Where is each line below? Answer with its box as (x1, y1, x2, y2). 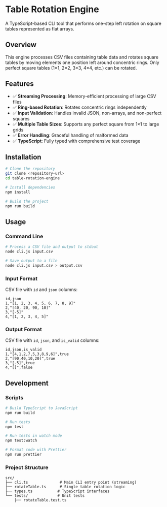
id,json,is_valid (5, 347, 42, 353)
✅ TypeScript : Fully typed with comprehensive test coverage (12, 138, 141, 144)
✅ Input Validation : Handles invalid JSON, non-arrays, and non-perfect (12, 110, 162, 116)
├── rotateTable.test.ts (14, 498, 67, 503)
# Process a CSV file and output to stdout (5, 244, 99, 249)
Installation (5, 152, 41, 161)
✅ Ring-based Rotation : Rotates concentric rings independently (12, 104, 147, 110)
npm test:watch (5, 438, 37, 443)
